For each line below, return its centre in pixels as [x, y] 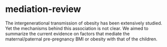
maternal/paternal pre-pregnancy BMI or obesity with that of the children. [81, 39]
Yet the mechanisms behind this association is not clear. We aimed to [77, 28]
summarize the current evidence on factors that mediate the [67, 33]
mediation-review [43, 9]
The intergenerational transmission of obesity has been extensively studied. [84, 23]
